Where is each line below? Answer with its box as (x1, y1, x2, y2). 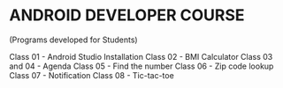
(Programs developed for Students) (9, 34, 139, 45)
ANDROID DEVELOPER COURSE (9, 5, 245, 26)
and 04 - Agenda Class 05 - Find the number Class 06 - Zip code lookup (9, 61, 274, 71)
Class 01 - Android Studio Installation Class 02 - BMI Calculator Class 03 (9, 51, 273, 62)
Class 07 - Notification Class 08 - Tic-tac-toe (9, 70, 174, 80)
